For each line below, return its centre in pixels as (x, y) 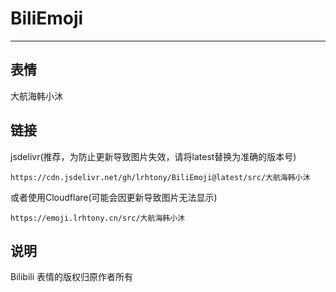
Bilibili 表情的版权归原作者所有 (72, 277)
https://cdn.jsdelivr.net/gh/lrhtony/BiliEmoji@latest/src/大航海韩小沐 (160, 177)
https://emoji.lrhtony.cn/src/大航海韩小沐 (97, 218)
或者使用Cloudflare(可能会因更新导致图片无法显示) (114, 197)
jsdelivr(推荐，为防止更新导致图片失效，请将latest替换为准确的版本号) (153, 156)
